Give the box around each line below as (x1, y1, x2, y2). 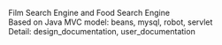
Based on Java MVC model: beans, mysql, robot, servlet (8, 17, 213, 27)
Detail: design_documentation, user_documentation (8, 26, 195, 36)
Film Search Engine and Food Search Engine (8, 8, 170, 18)
